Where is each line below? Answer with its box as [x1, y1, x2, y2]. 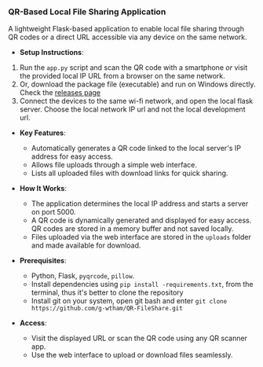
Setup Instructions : [19, 48, 84, 57]
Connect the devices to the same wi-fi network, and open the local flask [19, 97, 254, 106]
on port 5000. [31, 207, 76, 217]
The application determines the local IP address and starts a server [31, 199, 249, 208]
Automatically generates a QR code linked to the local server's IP [31, 144, 242, 153]
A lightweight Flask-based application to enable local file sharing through [8, 24, 245, 34]
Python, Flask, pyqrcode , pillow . [31, 271, 135, 281]
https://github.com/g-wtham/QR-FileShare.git [31, 305, 183, 313]
